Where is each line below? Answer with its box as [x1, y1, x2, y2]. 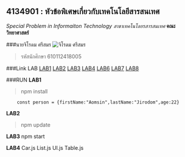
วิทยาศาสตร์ [6, 29, 30, 36]
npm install [20, 87, 48, 95]
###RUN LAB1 [6, 76, 42, 83]
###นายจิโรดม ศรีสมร [6, 40, 52, 48]
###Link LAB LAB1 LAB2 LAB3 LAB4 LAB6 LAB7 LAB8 [6, 64, 139, 72]
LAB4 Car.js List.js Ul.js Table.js [6, 144, 84, 151]
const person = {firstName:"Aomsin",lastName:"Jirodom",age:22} [17, 99, 180, 105]
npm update [20, 121, 51, 128]
